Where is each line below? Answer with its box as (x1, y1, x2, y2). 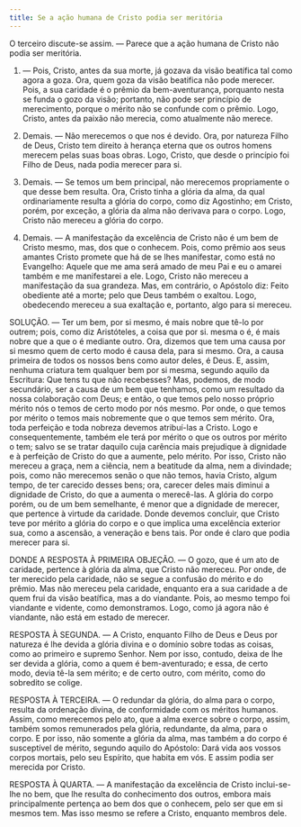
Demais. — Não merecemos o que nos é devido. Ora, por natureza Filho (22, 130, 289, 141)
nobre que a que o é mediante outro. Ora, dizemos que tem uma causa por (9, 335, 286, 347)
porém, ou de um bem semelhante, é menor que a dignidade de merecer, (9, 498, 280, 509)
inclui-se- (255, 778, 292, 789)
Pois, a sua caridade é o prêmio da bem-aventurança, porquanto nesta (22, 84, 285, 95)
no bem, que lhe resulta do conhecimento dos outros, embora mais (22, 788, 271, 799)
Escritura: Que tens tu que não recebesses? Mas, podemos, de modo (9, 374, 266, 385)
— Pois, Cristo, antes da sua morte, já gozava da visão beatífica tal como (22, 65, 293, 76)
